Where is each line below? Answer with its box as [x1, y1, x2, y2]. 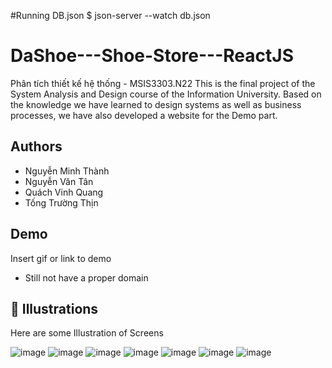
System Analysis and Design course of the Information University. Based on [10, 88, 322, 100]
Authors [10, 138, 63, 155]
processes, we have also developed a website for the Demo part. [10, 109, 278, 121]
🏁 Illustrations [10, 300, 99, 317]
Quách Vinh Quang [24, 186, 104, 198]
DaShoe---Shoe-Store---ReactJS [10, 45, 294, 67]
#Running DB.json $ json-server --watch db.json [10, 10, 211, 21]
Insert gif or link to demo [10, 252, 112, 264]
